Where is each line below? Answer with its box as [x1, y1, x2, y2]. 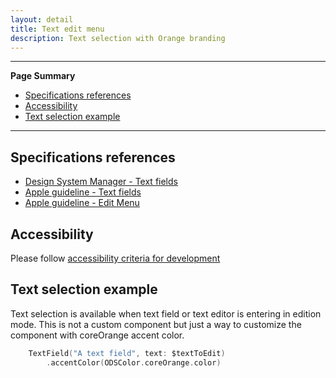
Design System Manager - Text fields [24, 176, 178, 188]
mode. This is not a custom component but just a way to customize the [10, 318, 302, 330]
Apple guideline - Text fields [24, 186, 142, 198]
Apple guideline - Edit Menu [24, 197, 140, 209]
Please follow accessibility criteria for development [10, 252, 221, 264]
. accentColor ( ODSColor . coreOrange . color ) [46, 357, 222, 368]
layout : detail [10, 14, 74, 25]
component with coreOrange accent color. [10, 329, 185, 341]
